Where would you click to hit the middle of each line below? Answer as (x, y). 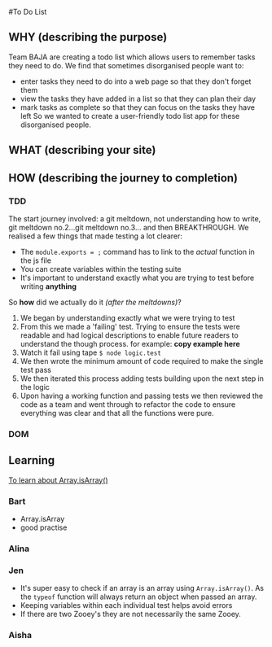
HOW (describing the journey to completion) (123, 178)
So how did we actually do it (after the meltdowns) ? (95, 302)
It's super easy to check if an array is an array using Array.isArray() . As (142, 588)
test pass (35, 369)
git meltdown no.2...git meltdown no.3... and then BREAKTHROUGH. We (129, 227)
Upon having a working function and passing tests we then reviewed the (141, 396)
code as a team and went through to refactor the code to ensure (128, 404)
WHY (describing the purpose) (88, 37)
